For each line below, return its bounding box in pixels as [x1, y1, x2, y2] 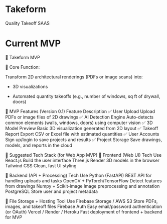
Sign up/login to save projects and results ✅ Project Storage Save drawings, [5, 137, 162, 143]
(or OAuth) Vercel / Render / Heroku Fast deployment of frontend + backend [5, 208, 162, 214]
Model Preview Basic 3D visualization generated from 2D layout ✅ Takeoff [5, 125, 158, 131]
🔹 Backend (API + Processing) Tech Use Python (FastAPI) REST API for [5, 172, 152, 178]
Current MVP [5, 38, 61, 49]
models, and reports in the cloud [5, 142, 73, 148]
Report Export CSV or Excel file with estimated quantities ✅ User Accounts [5, 131, 159, 137]
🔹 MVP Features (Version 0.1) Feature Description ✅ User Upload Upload [5, 108, 155, 114]
